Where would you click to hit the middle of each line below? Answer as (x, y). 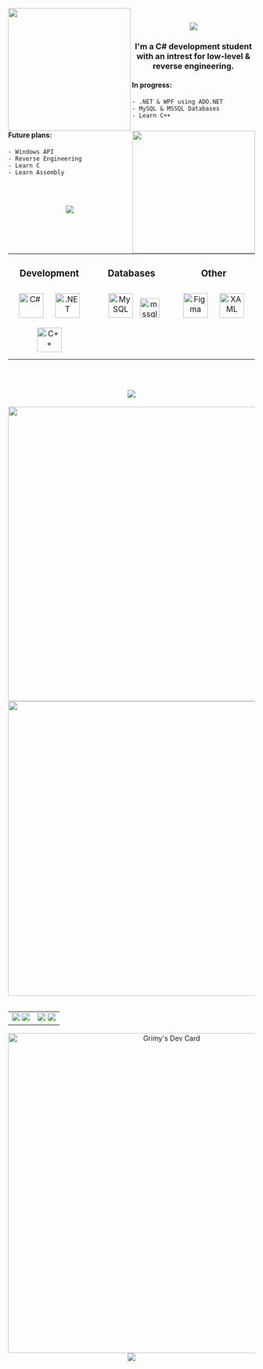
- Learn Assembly (36, 172)
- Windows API (31, 152)
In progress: (152, 85)
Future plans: (30, 135)
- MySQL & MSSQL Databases (176, 108)
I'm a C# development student (193, 46)
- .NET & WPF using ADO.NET (178, 101)
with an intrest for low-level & (193, 57)
